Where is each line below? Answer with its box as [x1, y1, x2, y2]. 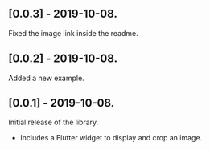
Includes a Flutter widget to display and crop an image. [19, 133, 203, 143]
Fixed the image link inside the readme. [8, 28, 138, 38]
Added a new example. [8, 73, 84, 83]
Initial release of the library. [8, 117, 99, 128]
